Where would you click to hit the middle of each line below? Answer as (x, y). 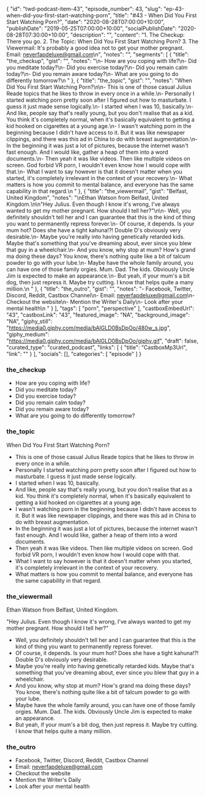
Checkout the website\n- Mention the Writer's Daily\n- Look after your (95, 302)
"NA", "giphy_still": (29, 321)
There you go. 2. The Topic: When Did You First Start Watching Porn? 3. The (102, 41)
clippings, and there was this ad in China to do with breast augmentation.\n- (102, 139)
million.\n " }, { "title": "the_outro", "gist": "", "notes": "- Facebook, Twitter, (99, 289)
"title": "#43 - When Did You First (155, 15)
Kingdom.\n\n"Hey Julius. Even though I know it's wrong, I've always (93, 204)
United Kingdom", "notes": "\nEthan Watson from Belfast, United (88, 198)
